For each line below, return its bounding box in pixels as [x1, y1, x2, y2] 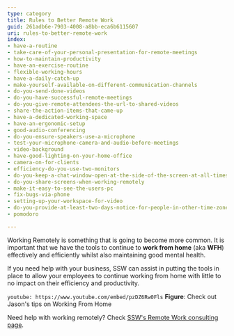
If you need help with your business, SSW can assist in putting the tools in [7, 264, 219, 272]
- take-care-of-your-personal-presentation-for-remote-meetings [7, 49, 198, 56]
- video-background [7, 146, 64, 153]
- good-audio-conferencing [7, 127, 86, 134]
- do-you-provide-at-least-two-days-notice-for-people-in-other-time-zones [7, 205, 232, 211]
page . [7, 321, 24, 329]
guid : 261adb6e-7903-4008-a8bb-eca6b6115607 [7, 23, 139, 30]
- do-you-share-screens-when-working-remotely [7, 178, 145, 185]
